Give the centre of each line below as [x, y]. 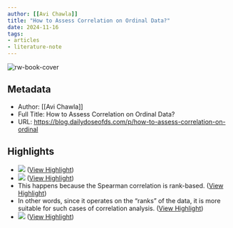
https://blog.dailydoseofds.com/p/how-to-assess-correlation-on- [130, 121]
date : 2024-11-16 [33, 27]
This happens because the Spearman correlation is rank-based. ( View [120, 185]
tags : [15, 34]
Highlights [31, 152]
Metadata [29, 89]
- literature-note [35, 47]
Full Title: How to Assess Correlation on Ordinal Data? [96, 114]
